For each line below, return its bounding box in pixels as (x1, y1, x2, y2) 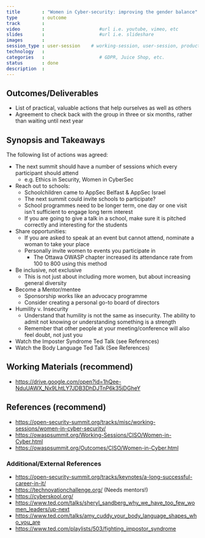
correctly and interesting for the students (24, 221, 128, 228)
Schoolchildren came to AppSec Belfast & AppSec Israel (24, 189, 166, 196)
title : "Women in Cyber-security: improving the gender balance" (6, 9, 198, 15)
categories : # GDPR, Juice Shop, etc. (6, 54, 165, 60)
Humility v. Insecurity (15, 305, 69, 313)
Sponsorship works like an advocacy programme (24, 292, 148, 299)
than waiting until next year (15, 117, 84, 125)
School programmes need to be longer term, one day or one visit (24, 202, 187, 209)
